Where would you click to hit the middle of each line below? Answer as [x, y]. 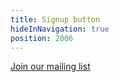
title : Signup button [55, 19]
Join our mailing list [50, 67]
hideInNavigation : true [60, 29]
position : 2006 [42, 38]
